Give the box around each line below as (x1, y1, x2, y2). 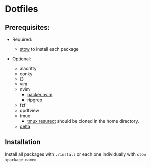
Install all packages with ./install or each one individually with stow (5, 151, 146, 157)
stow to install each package (19, 46, 79, 52)
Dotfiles (5, 3, 38, 15)
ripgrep (27, 97, 43, 103)
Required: (12, 36, 32, 42)
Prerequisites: (5, 23, 50, 32)
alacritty (19, 66, 37, 71)
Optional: (12, 56, 31, 62)
